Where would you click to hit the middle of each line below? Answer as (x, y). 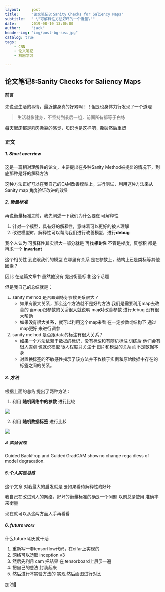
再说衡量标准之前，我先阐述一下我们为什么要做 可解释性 (62, 215)
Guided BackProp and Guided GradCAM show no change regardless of (77, 455)
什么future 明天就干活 (27, 538)
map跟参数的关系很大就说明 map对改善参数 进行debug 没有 (94, 309)
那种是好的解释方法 (29, 173)
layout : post (23, 10)
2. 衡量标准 (16, 202)
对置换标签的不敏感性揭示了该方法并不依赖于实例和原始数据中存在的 (89, 359)
